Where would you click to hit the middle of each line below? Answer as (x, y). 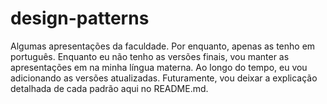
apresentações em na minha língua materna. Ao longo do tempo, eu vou (159, 67)
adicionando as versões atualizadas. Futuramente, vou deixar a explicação (164, 78)
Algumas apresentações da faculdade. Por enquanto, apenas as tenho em (163, 46)
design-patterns (80, 18)
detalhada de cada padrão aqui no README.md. (109, 88)
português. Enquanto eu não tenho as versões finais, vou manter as (150, 56)
